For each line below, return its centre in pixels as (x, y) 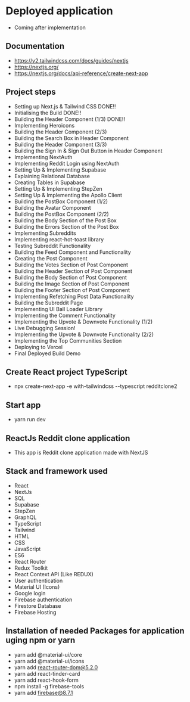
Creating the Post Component (51, 258)
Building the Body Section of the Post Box (65, 220)
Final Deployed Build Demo (47, 353)
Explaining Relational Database (52, 176)
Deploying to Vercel (38, 347)
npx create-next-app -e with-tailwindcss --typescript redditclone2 (96, 386)
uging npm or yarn (41, 640)
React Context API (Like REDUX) (54, 574)
